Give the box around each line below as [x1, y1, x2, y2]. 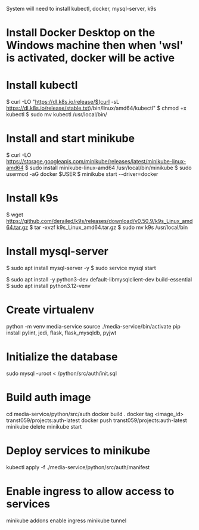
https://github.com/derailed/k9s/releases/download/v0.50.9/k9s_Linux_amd [6, 218, 193, 224]
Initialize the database [6, 350, 118, 364]
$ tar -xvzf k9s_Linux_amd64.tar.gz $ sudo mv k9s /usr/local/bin [29, 224, 188, 231]
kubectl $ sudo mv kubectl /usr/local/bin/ [6, 111, 107, 118]
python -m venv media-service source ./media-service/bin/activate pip [6, 323, 181, 330]
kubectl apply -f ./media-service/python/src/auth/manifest [6, 463, 150, 470]
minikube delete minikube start [6, 423, 82, 430]
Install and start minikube [6, 132, 135, 145]
